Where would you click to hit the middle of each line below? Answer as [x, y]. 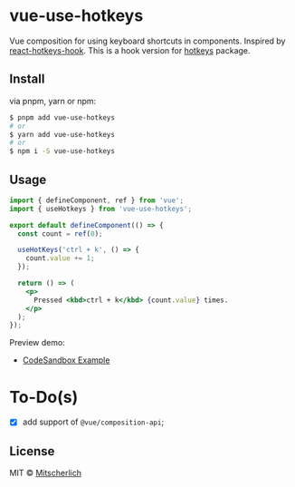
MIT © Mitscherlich [45, 473]
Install [27, 79]
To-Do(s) [44, 397]
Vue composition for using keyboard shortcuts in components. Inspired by [147, 41]
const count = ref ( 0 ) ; [60, 234]
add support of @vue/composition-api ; [93, 422]
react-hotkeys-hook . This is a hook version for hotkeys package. [130, 50]
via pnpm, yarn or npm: [53, 101]
